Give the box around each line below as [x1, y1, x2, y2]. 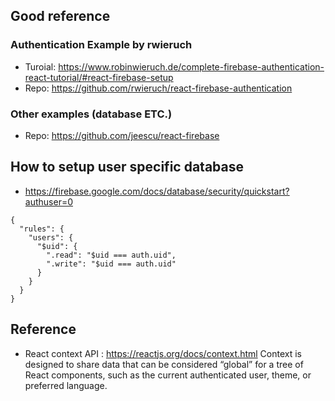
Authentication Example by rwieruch [10, 38, 193, 52]
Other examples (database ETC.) [10, 107, 173, 121]
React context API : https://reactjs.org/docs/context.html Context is [24, 347, 302, 359]
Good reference [10, 8, 111, 25]
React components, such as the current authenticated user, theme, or [24, 369, 312, 381]
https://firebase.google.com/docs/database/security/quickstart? [24, 185, 290, 197]
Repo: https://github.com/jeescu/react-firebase [24, 129, 220, 141]
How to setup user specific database [10, 159, 244, 176]
